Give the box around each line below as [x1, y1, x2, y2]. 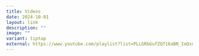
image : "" [6, 30, 31, 36]
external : [6, 41, 31, 47]
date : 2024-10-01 [6, 14, 49, 20]
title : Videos [6, 8, 41, 15]
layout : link [6, 19, 38, 25]
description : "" [6, 24, 46, 31]
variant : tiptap [6, 36, 46, 41]
